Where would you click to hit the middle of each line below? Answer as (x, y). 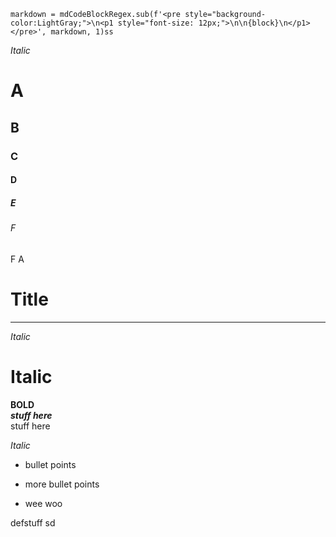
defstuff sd (33, 522)
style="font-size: (156, 23)
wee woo (43, 503)
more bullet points (62, 484)
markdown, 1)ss (82, 32)
